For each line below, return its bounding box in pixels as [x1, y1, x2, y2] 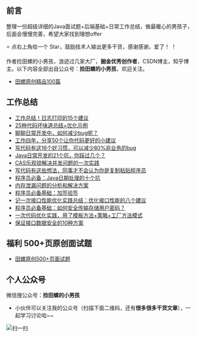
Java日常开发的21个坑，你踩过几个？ [14, 152, 106, 159]
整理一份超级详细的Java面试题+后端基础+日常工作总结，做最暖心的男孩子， [6, 23, 193, 30]
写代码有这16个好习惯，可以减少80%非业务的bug [14, 144, 137, 151]
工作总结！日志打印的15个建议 [14, 114, 89, 121]
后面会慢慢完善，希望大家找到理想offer [6, 30, 102, 37]
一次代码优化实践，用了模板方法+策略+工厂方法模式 [14, 212, 143, 219]
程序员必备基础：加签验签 [14, 189, 78, 196]
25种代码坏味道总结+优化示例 [14, 122, 88, 129]
